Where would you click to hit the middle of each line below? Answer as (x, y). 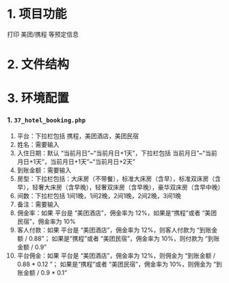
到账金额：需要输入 (44, 170)
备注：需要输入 (38, 204)
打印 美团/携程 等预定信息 (43, 34)
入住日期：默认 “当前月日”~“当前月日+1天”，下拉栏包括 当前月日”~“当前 (117, 153)
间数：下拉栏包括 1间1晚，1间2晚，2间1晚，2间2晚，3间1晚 (99, 196)
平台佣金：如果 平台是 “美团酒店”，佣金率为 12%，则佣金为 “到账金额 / (116, 255)
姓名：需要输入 (38, 144)
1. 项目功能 (37, 14)
